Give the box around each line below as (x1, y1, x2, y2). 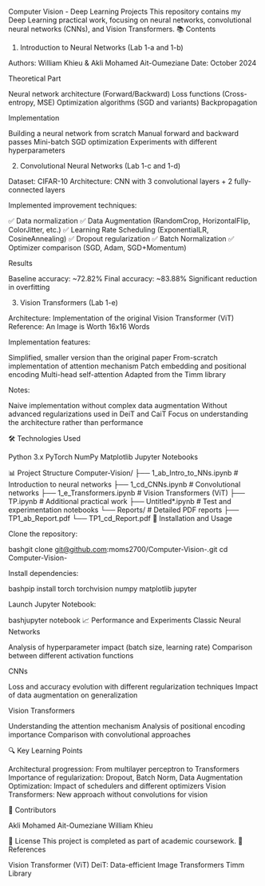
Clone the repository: (8, 529, 78, 538)
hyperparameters (8, 145, 65, 155)
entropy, (8, 97, 36, 107)
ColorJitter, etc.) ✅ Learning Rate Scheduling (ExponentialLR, (8, 225, 209, 234)
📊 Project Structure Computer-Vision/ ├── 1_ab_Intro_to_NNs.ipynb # (8, 468, 239, 478)
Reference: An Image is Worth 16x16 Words (8, 322, 150, 331)
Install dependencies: (8, 569, 79, 578)
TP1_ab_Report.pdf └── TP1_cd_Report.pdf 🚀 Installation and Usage (8, 514, 233, 522)
